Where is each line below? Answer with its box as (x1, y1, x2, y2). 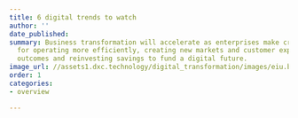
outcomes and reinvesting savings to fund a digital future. (17, 54, 248, 63)
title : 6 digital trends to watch (9, 12, 137, 22)
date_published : (9, 29, 69, 38)
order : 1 (9, 71, 42, 80)
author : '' (9, 21, 50, 30)
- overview (9, 87, 50, 96)
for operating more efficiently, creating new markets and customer (17, 46, 276, 55)
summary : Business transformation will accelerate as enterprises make (9, 37, 279, 47)
